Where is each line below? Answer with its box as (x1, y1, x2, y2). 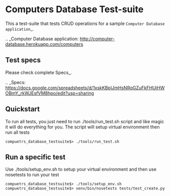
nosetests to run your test (5, 172, 60, 178)
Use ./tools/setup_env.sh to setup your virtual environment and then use (5, 166, 157, 173)
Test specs (5, 56, 41, 65)
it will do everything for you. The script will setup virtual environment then (5, 124, 160, 130)
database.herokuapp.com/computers (5, 41, 83, 47)
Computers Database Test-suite (5, 4, 144, 15)
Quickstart (5, 105, 40, 114)
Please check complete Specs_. (5, 69, 72, 75)
